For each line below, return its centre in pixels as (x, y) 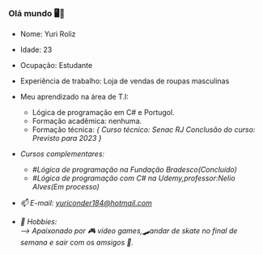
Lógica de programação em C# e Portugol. (104, 113)
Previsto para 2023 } (67, 138)
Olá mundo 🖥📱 (37, 13)
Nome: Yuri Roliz (48, 34)
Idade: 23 (36, 50)
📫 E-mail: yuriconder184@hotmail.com (86, 203)
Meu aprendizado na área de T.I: (74, 97)
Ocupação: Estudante (56, 66)
